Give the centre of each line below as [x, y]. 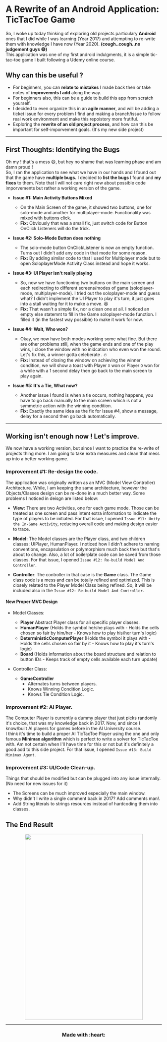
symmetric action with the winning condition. [66, 406]
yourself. [22, 103]
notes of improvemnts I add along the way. [57, 92]
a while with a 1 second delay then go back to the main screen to [86, 370]
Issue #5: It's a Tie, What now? [45, 385]
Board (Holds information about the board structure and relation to [88, 654]
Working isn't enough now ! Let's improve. [73, 436]
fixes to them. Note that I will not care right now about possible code [76, 183]
